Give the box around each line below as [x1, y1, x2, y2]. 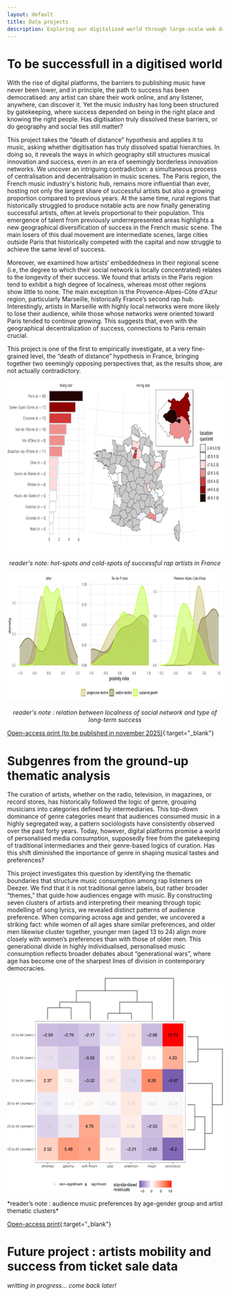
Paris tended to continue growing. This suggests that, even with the [7, 317, 198, 326]
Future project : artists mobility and [7, 1244, 212, 1260]
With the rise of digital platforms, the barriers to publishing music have [7, 79, 206, 87]
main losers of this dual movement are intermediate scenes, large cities [7, 231, 208, 239]
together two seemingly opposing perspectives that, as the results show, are [7, 359, 223, 367]
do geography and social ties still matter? [7, 122, 123, 130]
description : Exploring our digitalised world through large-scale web [7, 25, 216, 32]
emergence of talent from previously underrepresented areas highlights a [7, 216, 214, 225]
